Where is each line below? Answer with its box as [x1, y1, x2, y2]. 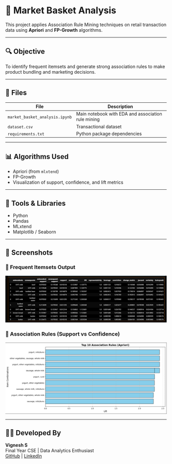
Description [107, 103, 133, 109]
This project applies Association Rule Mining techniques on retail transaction [5, 21, 167, 28]
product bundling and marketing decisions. [5, 69, 96, 75]
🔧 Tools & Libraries [5, 199, 66, 208]
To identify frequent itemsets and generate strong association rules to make [5, 63, 165, 70]
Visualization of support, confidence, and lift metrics [12, 179, 124, 186]
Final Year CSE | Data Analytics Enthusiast [5, 448, 94, 454]
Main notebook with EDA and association [76, 111, 162, 117]
